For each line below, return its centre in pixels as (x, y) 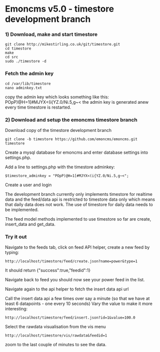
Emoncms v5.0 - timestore (60, 9)
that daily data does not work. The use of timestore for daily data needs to (79, 205)
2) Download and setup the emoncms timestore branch (71, 120)
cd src (12, 57)
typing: (12, 253)
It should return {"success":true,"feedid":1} (48, 271)
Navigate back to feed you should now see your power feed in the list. (75, 280)
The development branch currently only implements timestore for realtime (79, 194)
